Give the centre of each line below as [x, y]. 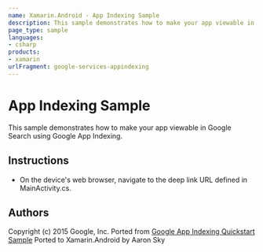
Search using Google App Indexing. [66, 135]
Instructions [38, 161]
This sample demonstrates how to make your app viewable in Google [120, 128]
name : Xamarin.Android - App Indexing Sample [84, 15]
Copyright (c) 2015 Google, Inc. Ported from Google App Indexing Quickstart [131, 232]
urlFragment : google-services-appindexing [79, 67]
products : [24, 52]
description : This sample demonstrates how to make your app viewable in [131, 23]
